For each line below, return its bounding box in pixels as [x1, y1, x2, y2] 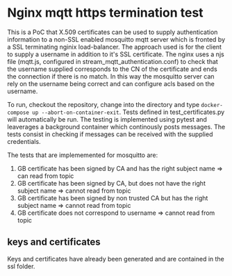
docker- [201, 102, 224, 108]
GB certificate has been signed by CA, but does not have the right [17, 179, 206, 187]
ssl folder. [7, 262, 35, 270]
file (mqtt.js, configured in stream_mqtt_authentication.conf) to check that [7, 57, 219, 65]
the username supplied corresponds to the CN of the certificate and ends [7, 65, 217, 73]
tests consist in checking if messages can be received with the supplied [7, 130, 213, 138]
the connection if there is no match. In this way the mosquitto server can [7, 72, 215, 81]
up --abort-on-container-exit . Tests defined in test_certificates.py [32, 108, 225, 116]
